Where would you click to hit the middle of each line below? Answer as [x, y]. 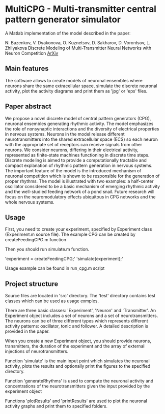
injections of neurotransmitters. [37, 351]
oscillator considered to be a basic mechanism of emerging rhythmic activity [82, 186]
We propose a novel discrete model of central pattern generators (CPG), [78, 118]
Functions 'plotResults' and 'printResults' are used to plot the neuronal [76, 401]
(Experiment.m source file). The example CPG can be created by [70, 234]
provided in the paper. [27, 331]
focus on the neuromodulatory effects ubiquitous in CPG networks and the [80, 197]
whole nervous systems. [30, 202]
